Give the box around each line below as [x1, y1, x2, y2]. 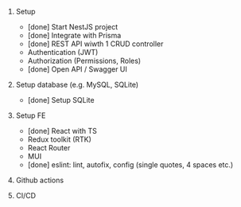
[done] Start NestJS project [27, 22, 119, 31]
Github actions [15, 175, 64, 185]
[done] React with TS [27, 127, 97, 135]
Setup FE [15, 111, 46, 120]
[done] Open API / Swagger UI [27, 64, 127, 74]
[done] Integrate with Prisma [27, 31, 122, 40]
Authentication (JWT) [27, 48, 99, 57]
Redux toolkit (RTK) [27, 135, 91, 144]
